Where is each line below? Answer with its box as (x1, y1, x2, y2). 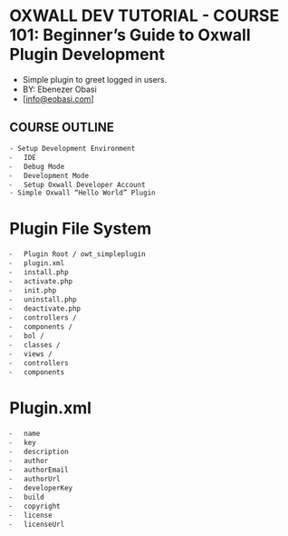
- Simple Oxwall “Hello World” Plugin (9, 188, 156, 197)
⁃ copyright (9, 501, 61, 511)
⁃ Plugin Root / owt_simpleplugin (9, 249, 147, 259)
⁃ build (9, 492, 45, 501)
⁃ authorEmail (9, 465, 70, 474)
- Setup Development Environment (9, 144, 136, 153)
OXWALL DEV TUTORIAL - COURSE (9, 5, 280, 26)
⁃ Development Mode (9, 171, 89, 180)
